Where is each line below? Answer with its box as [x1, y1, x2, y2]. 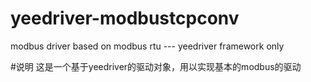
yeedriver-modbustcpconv [10, 7, 240, 30]
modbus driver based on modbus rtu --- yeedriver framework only [10, 40, 285, 52]
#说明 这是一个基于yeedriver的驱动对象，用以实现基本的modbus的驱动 [10, 60, 302, 72]
